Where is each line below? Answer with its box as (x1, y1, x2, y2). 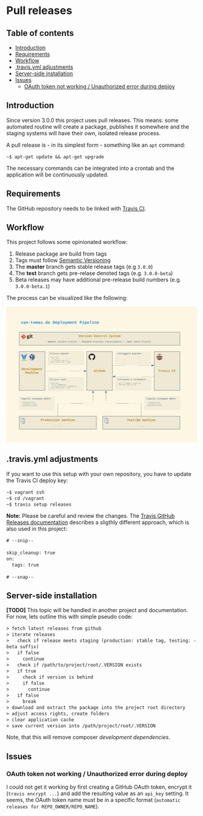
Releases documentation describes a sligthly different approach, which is (6, 518, 190, 526)
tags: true (12, 562, 39, 568)
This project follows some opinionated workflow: (6, 239, 128, 246)
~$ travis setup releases (6, 501, 72, 507)
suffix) (19, 644, 39, 650)
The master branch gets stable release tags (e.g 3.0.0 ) (15, 263, 153, 271)
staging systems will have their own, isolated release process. (6, 129, 161, 137)
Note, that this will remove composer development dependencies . (6, 734, 171, 741)
